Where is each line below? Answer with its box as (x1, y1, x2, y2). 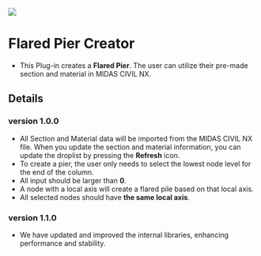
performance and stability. (19, 238, 106, 248)
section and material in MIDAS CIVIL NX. (19, 69, 152, 78)
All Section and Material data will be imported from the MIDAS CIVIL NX (19, 134, 253, 143)
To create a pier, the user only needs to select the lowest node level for (19, 159, 252, 168)
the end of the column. (19, 167, 94, 177)
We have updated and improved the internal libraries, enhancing (19, 230, 229, 239)
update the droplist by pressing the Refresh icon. (19, 150, 180, 160)
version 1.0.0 (8, 115, 59, 126)
